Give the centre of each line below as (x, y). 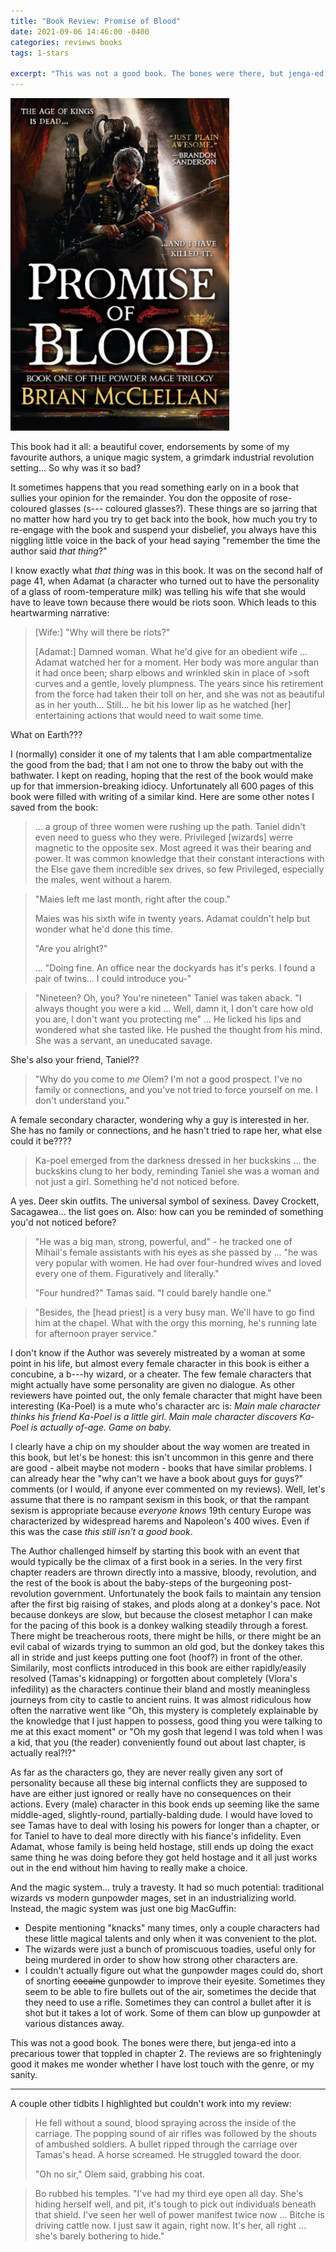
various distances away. (74, 2023)
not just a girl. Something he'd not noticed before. (137, 1181)
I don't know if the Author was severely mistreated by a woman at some (158, 1352)
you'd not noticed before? (63, 1222)
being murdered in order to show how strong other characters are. (161, 1959)
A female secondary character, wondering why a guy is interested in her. (160, 1119)
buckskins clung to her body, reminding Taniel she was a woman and (177, 1171)
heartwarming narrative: (60, 612)
